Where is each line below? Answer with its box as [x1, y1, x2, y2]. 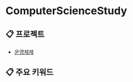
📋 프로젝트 [5, 29, 45, 39]
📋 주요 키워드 [5, 67, 54, 77]
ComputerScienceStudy [5, 4, 128, 18]
